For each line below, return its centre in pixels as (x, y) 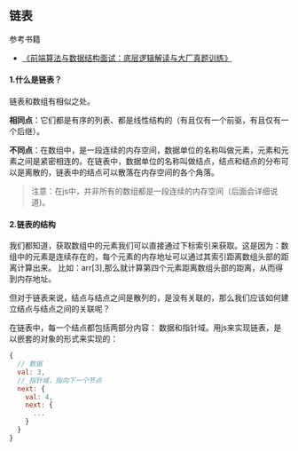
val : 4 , (39, 397)
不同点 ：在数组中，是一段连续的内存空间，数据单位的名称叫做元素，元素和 (145, 150)
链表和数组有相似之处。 (52, 101)
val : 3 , (31, 372)
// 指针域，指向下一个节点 (59, 380)
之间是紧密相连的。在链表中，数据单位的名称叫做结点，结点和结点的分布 (149, 162)
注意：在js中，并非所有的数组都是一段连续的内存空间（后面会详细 (150, 191)
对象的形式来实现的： (78, 339)
